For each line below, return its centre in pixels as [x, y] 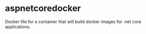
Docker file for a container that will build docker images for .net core [73, 22]
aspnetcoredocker [43, 8]
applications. [18, 26]
